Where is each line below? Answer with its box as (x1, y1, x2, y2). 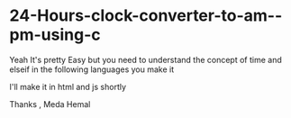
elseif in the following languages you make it (9, 64, 174, 75)
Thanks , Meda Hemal (9, 98, 91, 109)
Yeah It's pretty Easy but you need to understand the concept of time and (9, 54, 282, 65)
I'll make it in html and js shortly (9, 81, 127, 92)
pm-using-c (9, 24, 101, 45)
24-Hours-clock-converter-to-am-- (9, 5, 283, 26)
